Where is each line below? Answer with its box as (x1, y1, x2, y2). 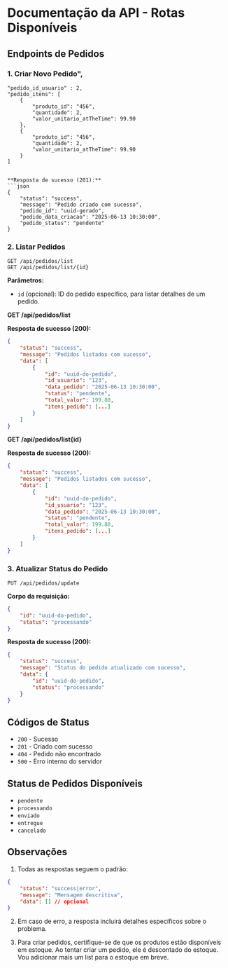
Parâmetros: (7, 276, 44, 285)
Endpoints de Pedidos (7, 48, 105, 60)
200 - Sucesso (17, 735, 59, 744)
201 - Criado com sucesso (17, 742, 93, 751)
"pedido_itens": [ (7, 90, 61, 97)
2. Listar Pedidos (7, 242, 66, 252)
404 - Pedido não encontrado (17, 750, 101, 758)
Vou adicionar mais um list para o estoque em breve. (17, 953, 169, 962)
